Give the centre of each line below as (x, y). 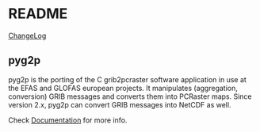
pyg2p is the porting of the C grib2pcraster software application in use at (128, 79)
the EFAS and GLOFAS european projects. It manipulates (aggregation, (123, 88)
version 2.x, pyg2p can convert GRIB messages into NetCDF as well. (120, 104)
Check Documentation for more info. (68, 120)
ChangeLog (27, 36)
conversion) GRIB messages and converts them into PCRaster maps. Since (130, 96)
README (38, 14)
